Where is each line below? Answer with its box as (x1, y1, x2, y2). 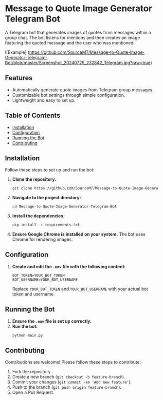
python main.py (12, 333, 43, 337)
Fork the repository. (12, 369, 52, 375)
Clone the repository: (12, 176, 56, 182)
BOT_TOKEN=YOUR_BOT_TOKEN (12, 273, 65, 278)
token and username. (12, 291, 55, 297)
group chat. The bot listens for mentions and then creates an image (5, 35, 140, 41)
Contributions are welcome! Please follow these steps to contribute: (5, 359, 141, 365)
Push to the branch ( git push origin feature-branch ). (12, 384, 122, 390)
